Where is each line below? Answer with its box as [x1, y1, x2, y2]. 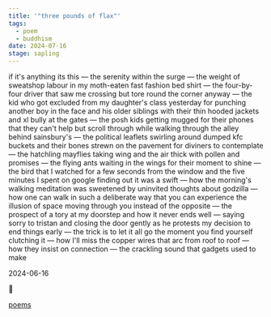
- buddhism [15, 34, 53, 43]
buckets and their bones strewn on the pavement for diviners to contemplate [8, 141, 264, 150]
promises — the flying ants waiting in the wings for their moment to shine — [8, 158, 261, 167]
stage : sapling [8, 49, 60, 58]
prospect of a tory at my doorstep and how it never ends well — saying [8, 210, 245, 219]
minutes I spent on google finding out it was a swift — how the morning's [8, 175, 252, 185]
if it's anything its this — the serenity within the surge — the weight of [8, 72, 241, 81]
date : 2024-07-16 [8, 42, 67, 50]
